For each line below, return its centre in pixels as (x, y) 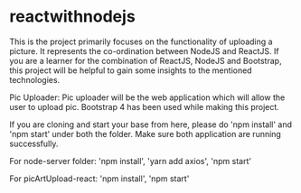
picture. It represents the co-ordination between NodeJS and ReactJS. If (144, 51)
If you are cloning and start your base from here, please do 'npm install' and (150, 124)
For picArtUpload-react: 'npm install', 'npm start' (99, 179)
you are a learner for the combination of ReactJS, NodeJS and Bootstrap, (146, 60)
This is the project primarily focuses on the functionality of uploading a (141, 41)
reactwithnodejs (72, 17)
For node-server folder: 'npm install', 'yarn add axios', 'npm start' (130, 161)
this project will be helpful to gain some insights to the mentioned (131, 70)
